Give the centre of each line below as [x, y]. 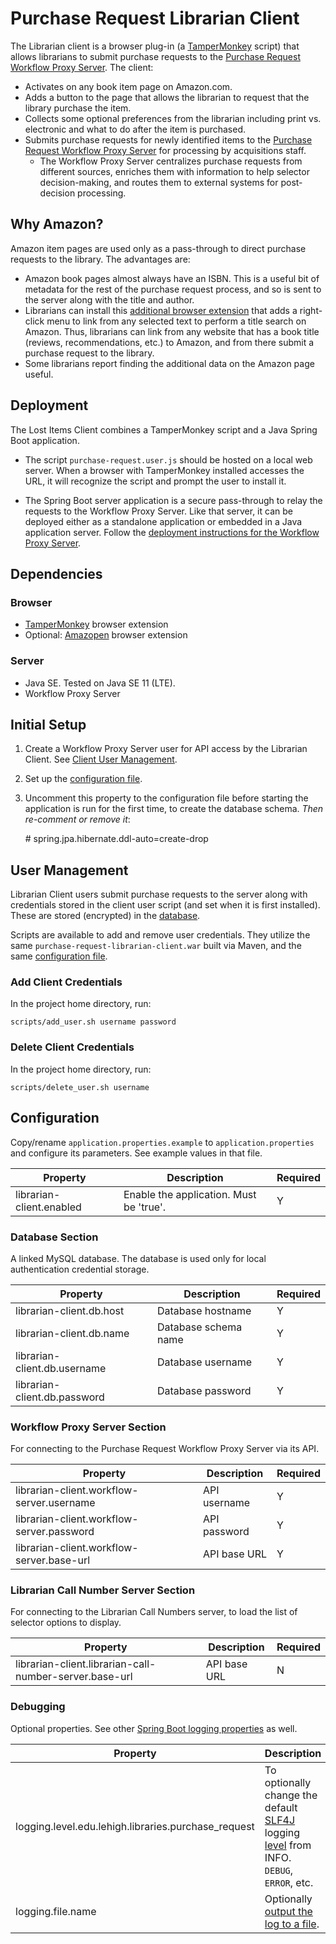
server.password [55, 1532]
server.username [55, 1503]
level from [288, 1845]
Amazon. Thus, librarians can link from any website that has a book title [172, 331]
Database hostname [204, 1310]
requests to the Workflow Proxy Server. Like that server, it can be [158, 511]
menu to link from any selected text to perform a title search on [176, 321]
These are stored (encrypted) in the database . [105, 916]
